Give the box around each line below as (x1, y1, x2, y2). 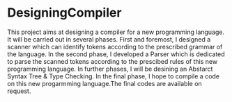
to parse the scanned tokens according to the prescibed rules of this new (7, 57, 218, 65)
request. (7, 87, 31, 95)
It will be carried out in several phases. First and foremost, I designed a (7, 35, 211, 43)
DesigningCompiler (7, 5, 122, 21)
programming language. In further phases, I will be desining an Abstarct (7, 65, 213, 73)
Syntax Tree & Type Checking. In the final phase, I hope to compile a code (7, 71, 220, 80)
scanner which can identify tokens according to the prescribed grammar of (7, 42, 223, 51)
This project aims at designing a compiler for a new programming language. (7, 28, 225, 36)
